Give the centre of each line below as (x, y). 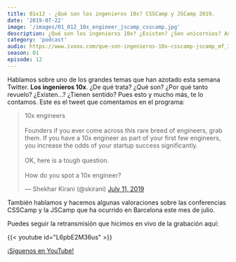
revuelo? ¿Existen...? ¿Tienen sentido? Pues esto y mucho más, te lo (105, 94)
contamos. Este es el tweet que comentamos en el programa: (96, 102)
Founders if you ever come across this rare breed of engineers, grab (123, 130)
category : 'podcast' (38, 40)
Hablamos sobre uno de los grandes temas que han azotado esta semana (114, 79)
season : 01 (23, 53)
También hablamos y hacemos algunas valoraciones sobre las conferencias (117, 202)
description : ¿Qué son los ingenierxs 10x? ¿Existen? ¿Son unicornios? (114, 33)
